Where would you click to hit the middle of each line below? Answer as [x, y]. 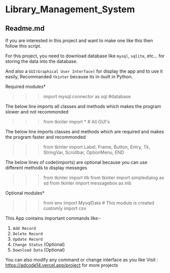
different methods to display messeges [46, 168]
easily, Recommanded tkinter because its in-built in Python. [69, 77]
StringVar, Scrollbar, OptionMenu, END [84, 152]
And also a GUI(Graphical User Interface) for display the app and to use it [84, 71]
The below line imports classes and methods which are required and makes [85, 132]
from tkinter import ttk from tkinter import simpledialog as [104, 178]
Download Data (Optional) [39, 250]
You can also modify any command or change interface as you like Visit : [82, 260]
